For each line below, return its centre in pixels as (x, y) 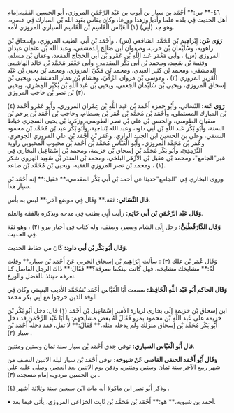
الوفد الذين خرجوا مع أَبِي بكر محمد (52, 297)
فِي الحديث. (22, 234)
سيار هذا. (19, 186)
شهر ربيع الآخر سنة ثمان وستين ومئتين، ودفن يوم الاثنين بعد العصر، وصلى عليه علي (114, 367)
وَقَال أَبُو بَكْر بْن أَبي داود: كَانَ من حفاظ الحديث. (67, 248)
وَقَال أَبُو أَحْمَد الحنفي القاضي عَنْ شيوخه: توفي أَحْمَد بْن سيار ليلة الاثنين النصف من (112, 360)
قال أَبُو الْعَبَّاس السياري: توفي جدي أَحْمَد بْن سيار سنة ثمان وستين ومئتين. (101, 346)
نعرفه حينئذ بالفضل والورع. (42, 276)
